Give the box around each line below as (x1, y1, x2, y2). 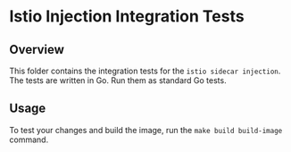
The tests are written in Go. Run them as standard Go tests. (9, 75, 227, 86)
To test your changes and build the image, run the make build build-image (9, 124, 283, 135)
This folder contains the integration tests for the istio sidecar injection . (9, 65, 281, 76)
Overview (9, 42, 65, 57)
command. (9, 134, 49, 145)
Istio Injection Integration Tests (9, 6, 245, 27)
